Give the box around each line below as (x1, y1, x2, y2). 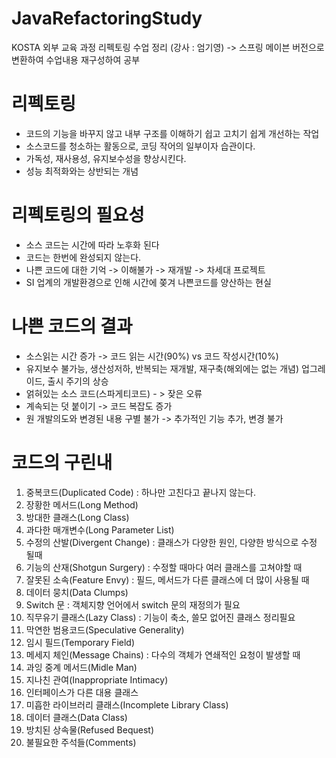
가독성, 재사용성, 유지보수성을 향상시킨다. (25, 152, 187, 164)
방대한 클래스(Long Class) (25, 511, 130, 523)
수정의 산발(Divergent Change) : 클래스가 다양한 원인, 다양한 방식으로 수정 (25, 536, 318, 548)
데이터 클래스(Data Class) (25, 711, 128, 723)
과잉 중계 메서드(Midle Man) (25, 661, 138, 673)
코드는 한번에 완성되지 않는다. (25, 251, 142, 263)
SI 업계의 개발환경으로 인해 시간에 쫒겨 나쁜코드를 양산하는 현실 (25, 276, 272, 288)
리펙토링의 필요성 (11, 204, 145, 227)
